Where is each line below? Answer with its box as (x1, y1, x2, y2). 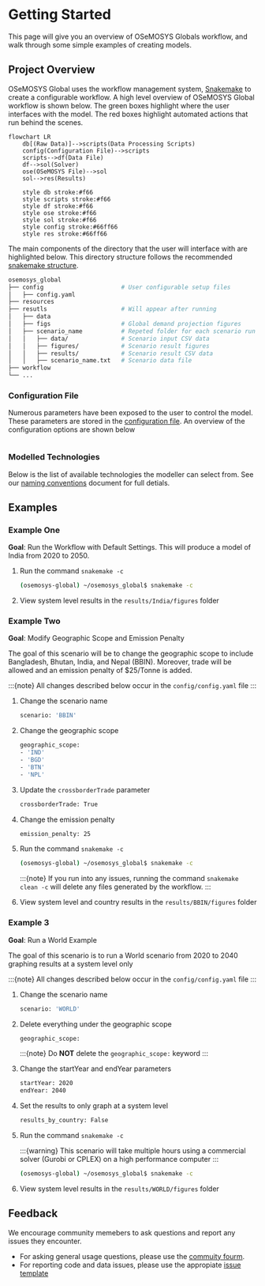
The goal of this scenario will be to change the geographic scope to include (8, 649, 254, 658)
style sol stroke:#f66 (22, 216, 97, 224)
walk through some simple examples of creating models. (8, 40, 192, 49)
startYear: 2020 (19, 1080, 73, 1087)
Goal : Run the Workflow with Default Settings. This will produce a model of (8, 543, 252, 552)
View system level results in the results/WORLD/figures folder (19, 1184, 219, 1193)
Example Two (8, 615, 61, 626)
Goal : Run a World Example (8, 935, 97, 944)
